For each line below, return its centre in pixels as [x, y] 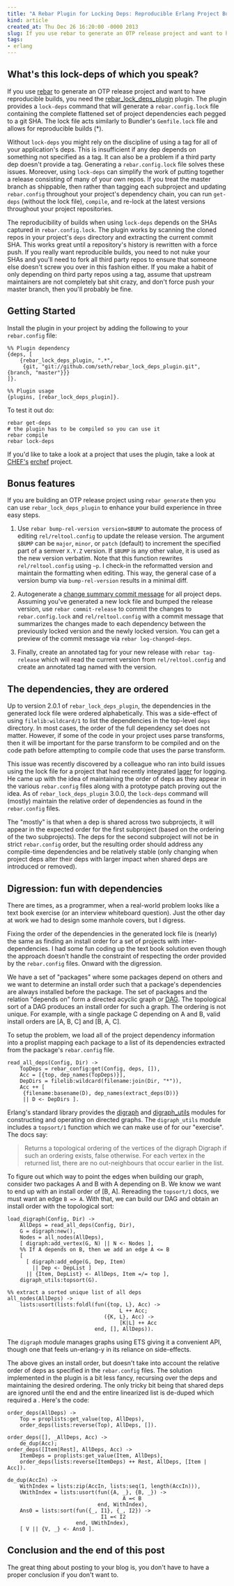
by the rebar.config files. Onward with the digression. [85, 963]
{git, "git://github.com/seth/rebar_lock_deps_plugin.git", [111, 366]
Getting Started [41, 311]
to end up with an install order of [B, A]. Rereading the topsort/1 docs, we [113, 1191]
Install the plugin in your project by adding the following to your [98, 328]
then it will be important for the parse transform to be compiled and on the [114, 743]
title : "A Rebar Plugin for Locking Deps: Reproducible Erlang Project [113, 14]
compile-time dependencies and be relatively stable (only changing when [112, 852]
